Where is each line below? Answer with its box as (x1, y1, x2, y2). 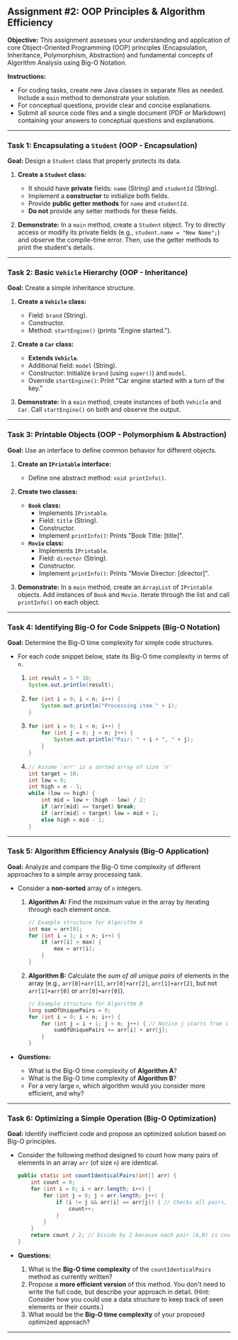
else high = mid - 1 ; (41, 816, 105, 823)
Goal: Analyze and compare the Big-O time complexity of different (7, 863, 201, 871)
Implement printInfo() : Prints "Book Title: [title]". (38, 531, 184, 539)
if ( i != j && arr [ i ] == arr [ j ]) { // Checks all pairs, (55, 1199, 228, 1206)
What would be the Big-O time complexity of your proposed (28, 1310, 205, 1319)
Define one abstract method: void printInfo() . (28, 473, 166, 482)
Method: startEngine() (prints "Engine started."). (28, 326, 172, 335)
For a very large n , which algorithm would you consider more (28, 1081, 205, 1090)
